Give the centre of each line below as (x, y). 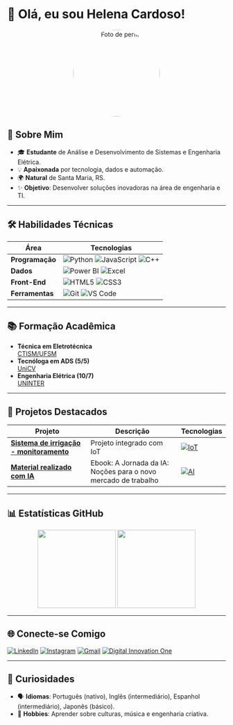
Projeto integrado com (127, 443)
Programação (34, 259)
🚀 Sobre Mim (35, 135)
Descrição (133, 432)
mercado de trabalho (124, 480)
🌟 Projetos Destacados (57, 412)
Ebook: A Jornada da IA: (130, 463)
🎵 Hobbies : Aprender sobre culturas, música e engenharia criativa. (113, 714)
